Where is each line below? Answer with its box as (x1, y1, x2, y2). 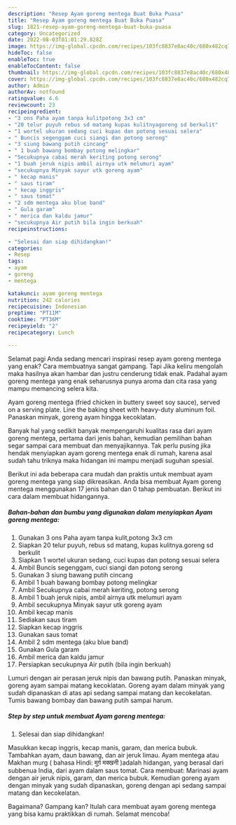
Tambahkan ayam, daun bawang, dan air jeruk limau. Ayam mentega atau (8, 751, 219, 759)
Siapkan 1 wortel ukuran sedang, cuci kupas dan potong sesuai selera (18, 556, 220, 564)
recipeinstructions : (8, 225, 69, 232)
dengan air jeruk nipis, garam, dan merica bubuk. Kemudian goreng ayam (8, 773, 220, 782)
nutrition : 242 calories (8, 296, 81, 304)
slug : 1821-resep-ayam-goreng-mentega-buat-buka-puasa (8, 23, 172, 30)
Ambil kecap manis (18, 608, 74, 616)
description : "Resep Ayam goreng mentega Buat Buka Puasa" (8, 10, 184, 18)
